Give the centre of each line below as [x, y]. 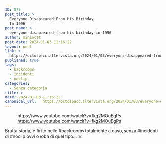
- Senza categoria [29, 88]
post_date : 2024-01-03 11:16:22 [38, 42]
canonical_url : [21, 102]
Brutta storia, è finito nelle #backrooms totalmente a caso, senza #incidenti [82, 131]
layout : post [19, 47]
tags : [11, 65]
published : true [22, 60]
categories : [17, 83]
